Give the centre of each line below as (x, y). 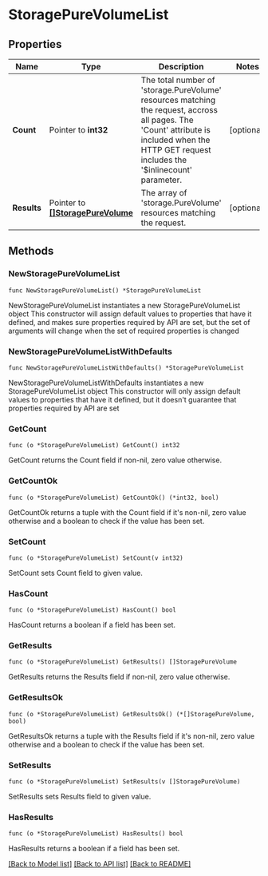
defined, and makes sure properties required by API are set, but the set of (130, 322)
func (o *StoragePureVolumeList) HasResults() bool (96, 834)
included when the (175, 140)
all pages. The (167, 120)
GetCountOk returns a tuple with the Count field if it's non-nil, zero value (128, 512)
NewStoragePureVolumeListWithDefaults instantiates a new (106, 383)
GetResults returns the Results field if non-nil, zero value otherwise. (119, 677)
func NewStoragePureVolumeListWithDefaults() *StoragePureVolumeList (126, 368)
